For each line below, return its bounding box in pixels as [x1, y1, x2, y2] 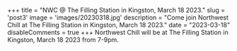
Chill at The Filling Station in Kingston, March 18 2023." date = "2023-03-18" [7, 21, 231, 29]
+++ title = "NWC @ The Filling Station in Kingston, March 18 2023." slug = [7, 6, 225, 14]
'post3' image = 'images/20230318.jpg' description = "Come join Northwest [7, 13, 229, 22]
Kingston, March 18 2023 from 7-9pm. [7, 36, 119, 44]
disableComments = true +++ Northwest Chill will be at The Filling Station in [7, 28, 229, 36]
